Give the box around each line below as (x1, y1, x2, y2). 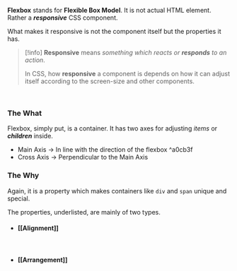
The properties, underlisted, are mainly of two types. (7, 207, 161, 216)
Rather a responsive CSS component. (7, 13, 118, 22)
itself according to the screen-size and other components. (24, 77, 195, 85)
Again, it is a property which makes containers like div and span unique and (7, 186, 227, 195)
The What (7, 108, 42, 118)
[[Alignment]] (17, 224, 59, 232)
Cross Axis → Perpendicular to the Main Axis (17, 153, 149, 162)
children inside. (7, 132, 53, 140)
